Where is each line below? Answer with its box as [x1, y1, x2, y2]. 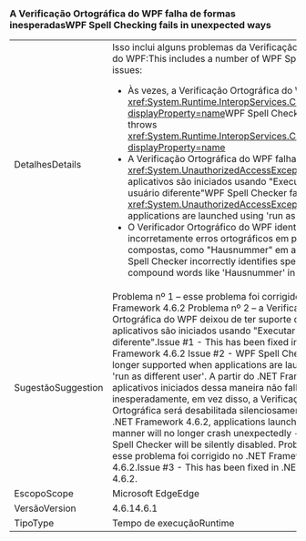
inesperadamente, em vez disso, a [112, 393, 259, 405]
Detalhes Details [14, 158, 82, 171]
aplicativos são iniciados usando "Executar [112, 324, 296, 337]
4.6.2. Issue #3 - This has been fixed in [112, 461, 280, 474]
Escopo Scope [14, 487, 75, 500]
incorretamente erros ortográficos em [127, 232, 290, 245]
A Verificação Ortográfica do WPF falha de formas [9, 7, 237, 20]
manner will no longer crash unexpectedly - [112, 427, 301, 440]
